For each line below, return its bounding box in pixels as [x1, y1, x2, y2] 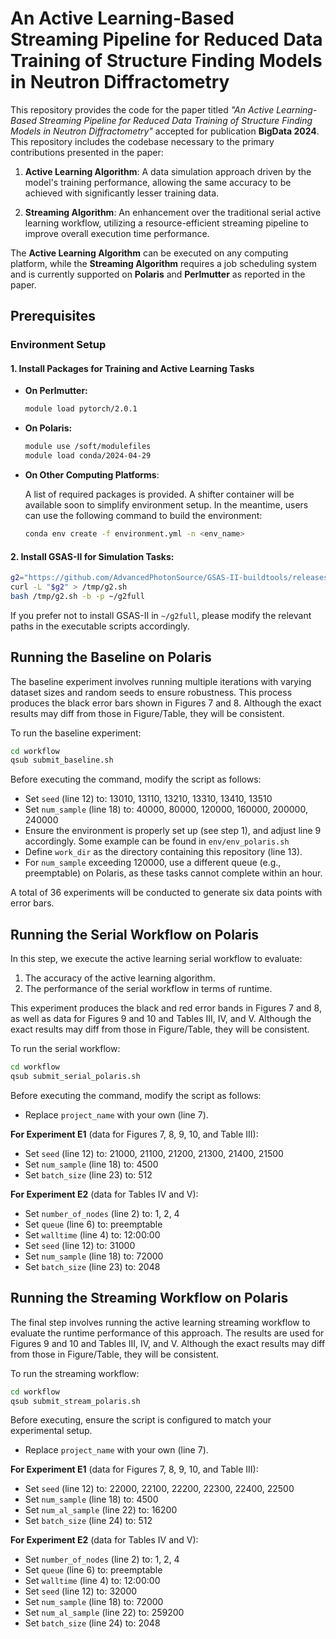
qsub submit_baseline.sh [10, 755, 114, 766]
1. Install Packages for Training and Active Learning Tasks [10, 362, 255, 374]
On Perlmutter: [24, 385, 88, 397]
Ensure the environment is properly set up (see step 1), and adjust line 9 [24, 825, 322, 837]
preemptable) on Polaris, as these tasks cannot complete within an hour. [24, 867, 323, 879]
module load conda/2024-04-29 [24, 451, 152, 461]
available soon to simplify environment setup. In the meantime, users [24, 499, 309, 511]
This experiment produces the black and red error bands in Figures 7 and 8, [10, 1002, 322, 1014]
